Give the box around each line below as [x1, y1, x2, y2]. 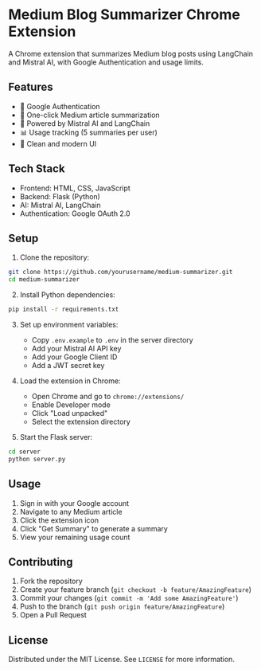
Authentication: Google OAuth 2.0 [19, 209, 130, 218]
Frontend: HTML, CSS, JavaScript [19, 183, 131, 193]
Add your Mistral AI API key [31, 344, 122, 353]
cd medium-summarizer [8, 276, 80, 284]
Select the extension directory [31, 417, 131, 426]
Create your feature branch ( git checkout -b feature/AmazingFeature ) [19, 585, 252, 594]
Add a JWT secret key [31, 361, 105, 370]
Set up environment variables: [19, 320, 119, 329]
